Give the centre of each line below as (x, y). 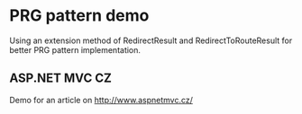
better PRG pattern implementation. (75, 49)
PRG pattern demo (79, 16)
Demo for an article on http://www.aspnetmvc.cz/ (101, 100)
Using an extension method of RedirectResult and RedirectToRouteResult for (151, 40)
